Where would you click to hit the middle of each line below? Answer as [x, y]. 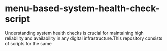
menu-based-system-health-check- [82, 9]
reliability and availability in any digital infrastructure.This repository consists [84, 38]
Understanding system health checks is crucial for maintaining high [74, 33]
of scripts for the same [29, 43]
